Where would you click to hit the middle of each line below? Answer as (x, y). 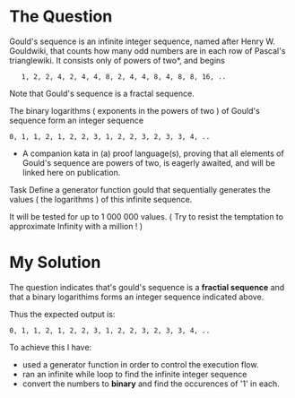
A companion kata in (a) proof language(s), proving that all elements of (153, 153)
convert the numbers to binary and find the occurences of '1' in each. (151, 384)
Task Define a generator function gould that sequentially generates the (140, 189)
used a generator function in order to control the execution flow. (140, 364)
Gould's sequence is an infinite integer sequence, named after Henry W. (143, 41)
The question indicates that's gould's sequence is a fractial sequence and (147, 287)
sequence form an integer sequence (77, 120)
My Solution (55, 263)
